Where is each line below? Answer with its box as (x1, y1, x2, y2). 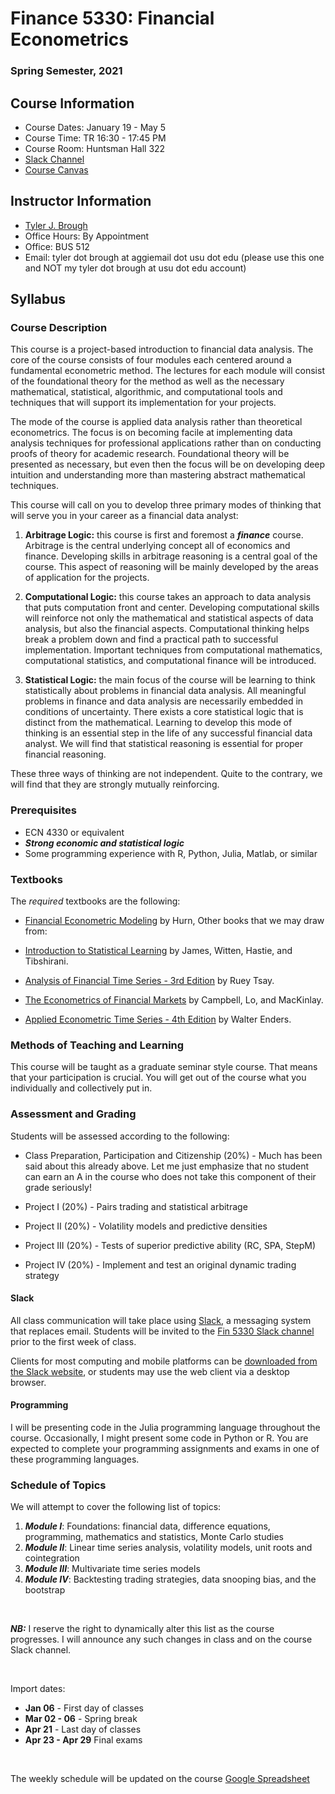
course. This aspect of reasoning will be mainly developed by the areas (24, 561, 319, 573)
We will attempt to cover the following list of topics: (10, 1501, 222, 1513)
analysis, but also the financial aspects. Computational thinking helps (24, 623, 310, 635)
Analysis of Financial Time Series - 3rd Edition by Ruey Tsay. (24, 975, 275, 987)
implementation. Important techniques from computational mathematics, (24, 644, 323, 656)
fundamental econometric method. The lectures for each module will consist (10, 365, 325, 377)
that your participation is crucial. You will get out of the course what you (10, 1072, 307, 1084)
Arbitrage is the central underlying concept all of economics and (24, 540, 291, 552)
